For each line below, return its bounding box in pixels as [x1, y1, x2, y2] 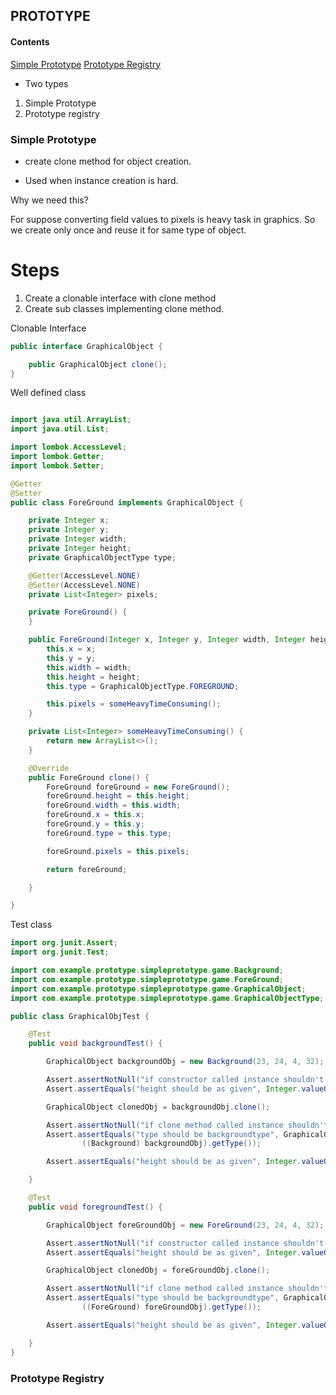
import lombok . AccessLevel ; [10, 442, 128, 453]
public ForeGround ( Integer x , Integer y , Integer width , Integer [28, 635, 307, 645]
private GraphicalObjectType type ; [28, 552, 177, 563]
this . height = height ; [46, 672, 141, 682]
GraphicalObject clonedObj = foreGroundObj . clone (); [46, 1265, 271, 1276]
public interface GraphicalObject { [10, 341, 163, 351]
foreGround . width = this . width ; [46, 800, 182, 811]
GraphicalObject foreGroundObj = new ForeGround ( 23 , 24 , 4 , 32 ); [46, 1220, 325, 1230]
